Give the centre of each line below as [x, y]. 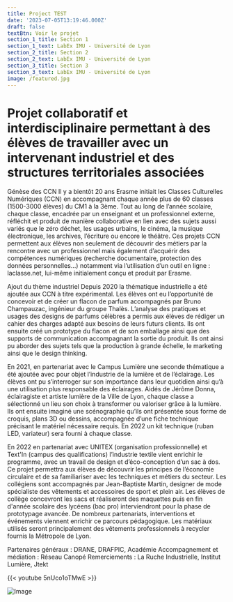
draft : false [26, 27]
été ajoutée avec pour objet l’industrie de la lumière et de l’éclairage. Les [111, 375]
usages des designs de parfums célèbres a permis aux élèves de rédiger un [116, 316]
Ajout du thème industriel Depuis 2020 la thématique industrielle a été [107, 287]
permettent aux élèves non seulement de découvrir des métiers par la [107, 243]
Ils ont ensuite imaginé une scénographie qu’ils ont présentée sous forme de [117, 412]
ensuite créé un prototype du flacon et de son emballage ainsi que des [109, 331]
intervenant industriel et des [91, 157]
